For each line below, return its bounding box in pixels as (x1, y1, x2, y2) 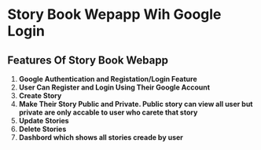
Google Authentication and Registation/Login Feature (18, 75, 197, 83)
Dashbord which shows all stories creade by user (18, 133, 184, 142)
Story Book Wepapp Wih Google (7, 5, 222, 24)
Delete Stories (18, 124, 67, 134)
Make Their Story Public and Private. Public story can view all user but (18, 100, 253, 108)
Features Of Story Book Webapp (7, 53, 168, 67)
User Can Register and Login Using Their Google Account (18, 82, 210, 92)
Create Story (18, 91, 62, 100)
